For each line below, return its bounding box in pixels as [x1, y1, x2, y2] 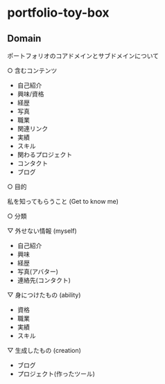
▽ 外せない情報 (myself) [7, 227, 78, 235]
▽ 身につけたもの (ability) [7, 291, 81, 299]
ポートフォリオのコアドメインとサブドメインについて [7, 52, 159, 60]
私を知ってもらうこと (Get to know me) [7, 198, 119, 205]
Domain [7, 33, 42, 44]
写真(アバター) [17, 268, 59, 275]
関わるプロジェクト [17, 150, 73, 159]
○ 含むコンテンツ [7, 67, 58, 74]
